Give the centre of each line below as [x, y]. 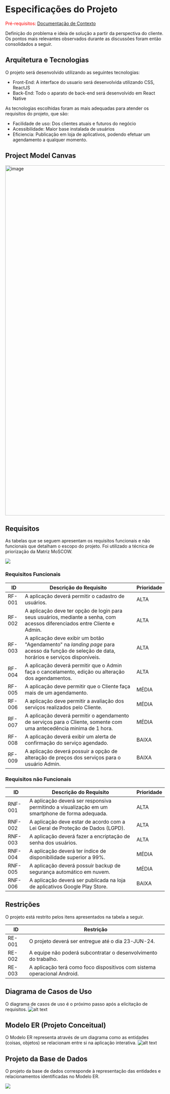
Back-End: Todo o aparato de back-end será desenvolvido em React [84, 93]
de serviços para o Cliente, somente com [74, 722]
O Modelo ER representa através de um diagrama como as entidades [77, 1038]
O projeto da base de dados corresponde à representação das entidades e [83, 1071]
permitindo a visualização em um [69, 807]
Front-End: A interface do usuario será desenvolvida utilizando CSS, [83, 82]
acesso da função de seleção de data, [70, 651]
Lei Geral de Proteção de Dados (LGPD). [77, 828]
